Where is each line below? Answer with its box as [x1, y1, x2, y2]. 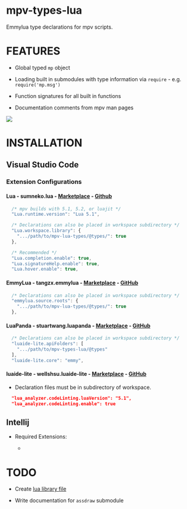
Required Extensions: [14, 433, 67, 440]
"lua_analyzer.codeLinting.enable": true [11, 401, 116, 407]
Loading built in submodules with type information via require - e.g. [14, 75, 182, 82]
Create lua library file [14, 485, 67, 493]
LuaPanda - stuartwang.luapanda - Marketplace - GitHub [6, 322, 151, 329]
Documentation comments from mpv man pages [14, 104, 134, 111]
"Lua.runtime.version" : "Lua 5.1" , [11, 211, 100, 217]
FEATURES [6, 44, 61, 58]
